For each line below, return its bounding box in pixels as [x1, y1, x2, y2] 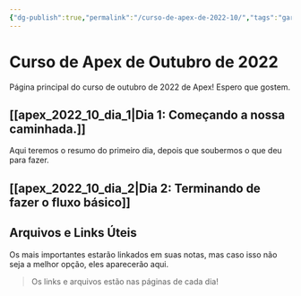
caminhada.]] [9, 121, 87, 136]
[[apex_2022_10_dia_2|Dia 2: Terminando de [9, 180, 262, 196]
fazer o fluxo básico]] [9, 195, 132, 210]
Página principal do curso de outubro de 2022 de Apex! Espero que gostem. [9, 82, 291, 92]
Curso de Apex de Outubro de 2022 [9, 51, 279, 72]
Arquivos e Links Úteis [9, 225, 137, 240]
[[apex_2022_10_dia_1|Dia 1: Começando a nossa [9, 107, 285, 122]
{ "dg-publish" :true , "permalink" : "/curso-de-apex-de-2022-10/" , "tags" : [9, 13, 279, 22]
